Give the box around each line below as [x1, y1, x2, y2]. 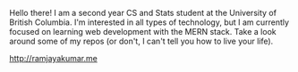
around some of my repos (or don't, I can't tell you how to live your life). [9, 36, 274, 46]
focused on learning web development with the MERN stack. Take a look [9, 27, 277, 36]
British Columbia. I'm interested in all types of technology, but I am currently [9, 17, 289, 28]
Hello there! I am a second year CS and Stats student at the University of [9, 8, 277, 18]
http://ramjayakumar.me [9, 53, 98, 63]
